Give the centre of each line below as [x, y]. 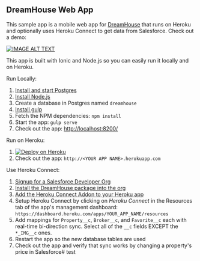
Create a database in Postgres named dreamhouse [76, 103]
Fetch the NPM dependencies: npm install [68, 115]
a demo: [17, 37]
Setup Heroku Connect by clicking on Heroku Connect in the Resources [104, 200]
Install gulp [29, 109]
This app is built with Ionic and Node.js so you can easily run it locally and [98, 60]
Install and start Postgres [46, 90]
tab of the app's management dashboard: [66, 207]
